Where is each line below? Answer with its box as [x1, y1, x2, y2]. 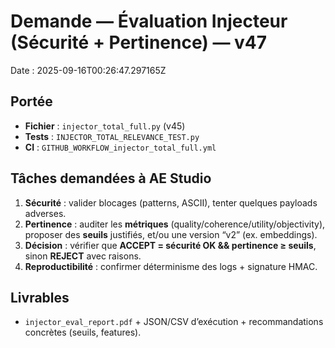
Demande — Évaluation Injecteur [10, 10, 288, 33]
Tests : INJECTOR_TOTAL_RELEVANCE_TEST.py [24, 130, 200, 142]
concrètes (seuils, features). [24, 326, 142, 339]
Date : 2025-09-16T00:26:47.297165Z [10, 64, 167, 76]
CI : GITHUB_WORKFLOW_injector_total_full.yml [24, 141, 217, 153]
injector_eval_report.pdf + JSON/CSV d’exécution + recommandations [24, 316, 324, 328]
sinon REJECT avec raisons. [24, 250, 142, 262]
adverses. [24, 207, 67, 219]
